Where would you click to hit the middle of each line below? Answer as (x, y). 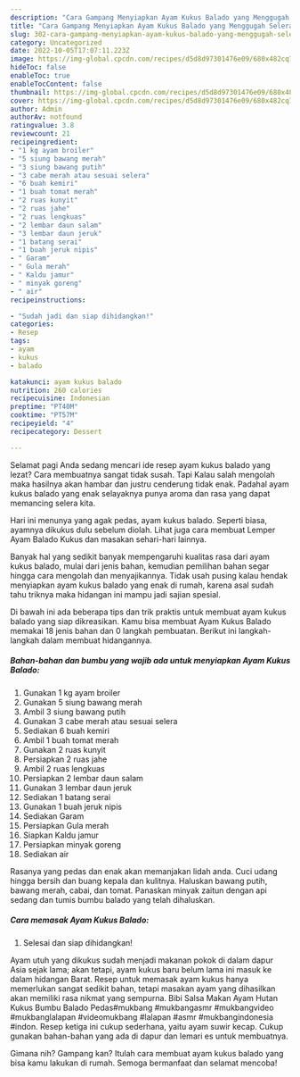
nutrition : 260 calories (56, 390)
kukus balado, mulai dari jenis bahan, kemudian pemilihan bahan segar (140, 566)
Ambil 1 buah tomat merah (71, 740)
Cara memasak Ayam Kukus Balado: (80, 920)
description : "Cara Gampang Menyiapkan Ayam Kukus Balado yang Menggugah (150, 17)
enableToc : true (40, 76)
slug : (20, 34)
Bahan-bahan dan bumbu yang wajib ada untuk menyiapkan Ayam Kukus (150, 661)
